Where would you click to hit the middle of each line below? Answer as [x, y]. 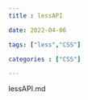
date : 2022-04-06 [38, 30]
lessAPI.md [27, 89]
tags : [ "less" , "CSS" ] [45, 45]
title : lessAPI [36, 16]
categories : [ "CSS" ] [45, 59]
